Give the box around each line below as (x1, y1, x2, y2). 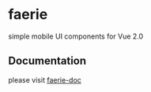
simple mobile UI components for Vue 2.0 (8, 31, 144, 41)
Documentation (8, 54, 87, 68)
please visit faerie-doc (8, 75, 81, 84)
